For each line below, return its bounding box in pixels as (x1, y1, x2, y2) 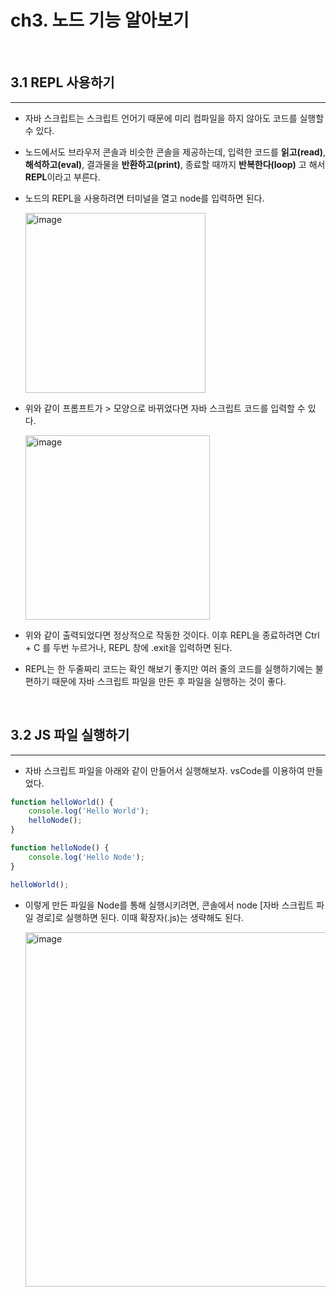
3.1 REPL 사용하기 (10, 74, 115, 91)
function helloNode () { (10, 843, 110, 853)
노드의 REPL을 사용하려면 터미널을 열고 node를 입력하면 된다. (24, 192, 265, 204)
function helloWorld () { (10, 797, 114, 807)
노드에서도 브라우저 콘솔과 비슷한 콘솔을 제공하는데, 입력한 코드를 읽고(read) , (24, 146, 327, 158)
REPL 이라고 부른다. (24, 171, 101, 183)
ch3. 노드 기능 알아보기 (10, 9, 190, 32)
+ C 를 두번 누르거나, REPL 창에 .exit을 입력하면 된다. (24, 641, 233, 653)
